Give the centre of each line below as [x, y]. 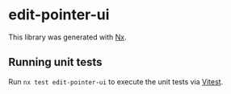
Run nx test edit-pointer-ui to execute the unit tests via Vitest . [116, 81]
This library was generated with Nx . [67, 37]
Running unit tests [55, 62]
